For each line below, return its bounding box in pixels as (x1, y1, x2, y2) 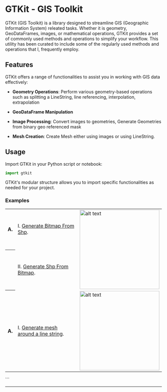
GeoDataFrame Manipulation (12, 109, 74, 115)
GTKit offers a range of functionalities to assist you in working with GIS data (5, 73, 161, 80)
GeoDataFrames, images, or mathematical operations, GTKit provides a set (5, 30, 158, 36)
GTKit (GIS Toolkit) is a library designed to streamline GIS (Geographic (5, 20, 149, 26)
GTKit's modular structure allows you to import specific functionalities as (5, 180, 154, 186)
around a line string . (17, 330, 64, 337)
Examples (5, 197, 30, 204)
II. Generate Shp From (17, 263, 69, 270)
